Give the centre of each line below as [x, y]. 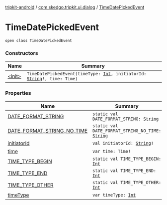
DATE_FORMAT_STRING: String [125, 119]
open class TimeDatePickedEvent [39, 40]
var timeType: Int [114, 195]
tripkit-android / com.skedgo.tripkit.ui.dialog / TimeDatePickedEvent [75, 7]
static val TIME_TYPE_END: [124, 171]
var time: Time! [111, 151]
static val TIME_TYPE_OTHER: [127, 182]
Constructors [22, 53]
